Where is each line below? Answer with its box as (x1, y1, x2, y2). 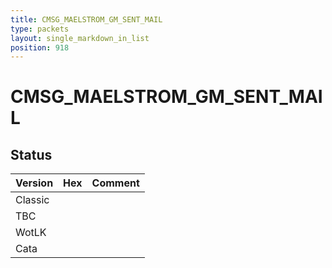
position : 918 (10, 42, 70, 53)
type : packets (10, 24, 70, 34)
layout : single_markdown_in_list (10, 33, 150, 43)
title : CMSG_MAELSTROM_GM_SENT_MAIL (10, 14, 163, 25)
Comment (91, 176, 140, 190)
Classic (15, 193, 50, 207)
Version (15, 176, 54, 190)
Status (10, 146, 53, 163)
